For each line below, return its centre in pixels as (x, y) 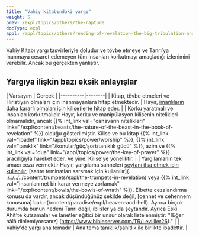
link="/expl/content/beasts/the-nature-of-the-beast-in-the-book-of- (90, 127)
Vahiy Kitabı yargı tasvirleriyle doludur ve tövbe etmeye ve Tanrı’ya (88, 50)
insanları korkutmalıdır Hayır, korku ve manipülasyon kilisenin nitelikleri (92, 114)
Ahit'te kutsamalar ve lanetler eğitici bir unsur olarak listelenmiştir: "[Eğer (95, 215)
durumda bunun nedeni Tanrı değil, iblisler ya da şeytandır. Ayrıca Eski (92, 209)
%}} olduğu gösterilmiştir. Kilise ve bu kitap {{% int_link (101, 133)
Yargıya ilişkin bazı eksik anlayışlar (72, 81)
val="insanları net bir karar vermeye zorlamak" (63, 183)
